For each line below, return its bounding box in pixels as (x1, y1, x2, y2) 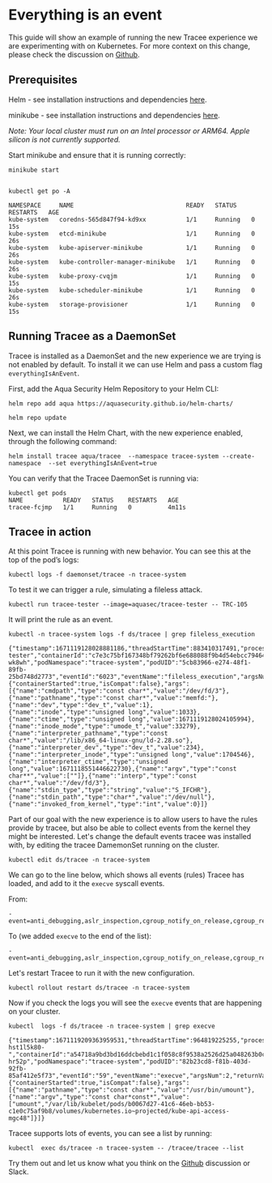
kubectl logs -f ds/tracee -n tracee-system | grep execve (8, 1022, 216, 1031)
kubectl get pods (8, 489, 67, 497)
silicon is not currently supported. (8, 134, 121, 144)
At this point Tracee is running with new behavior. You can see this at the (8, 546, 252, 556)
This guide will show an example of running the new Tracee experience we (8, 32, 258, 42)
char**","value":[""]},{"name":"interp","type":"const (8, 772, 198, 780)
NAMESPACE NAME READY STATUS (8, 201, 237, 210)
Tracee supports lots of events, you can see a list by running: (8, 1129, 212, 1138)
